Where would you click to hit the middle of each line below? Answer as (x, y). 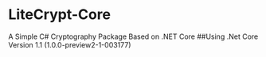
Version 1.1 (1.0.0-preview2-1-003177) (70, 44)
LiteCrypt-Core (60, 15)
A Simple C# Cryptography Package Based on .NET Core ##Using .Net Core (133, 36)
